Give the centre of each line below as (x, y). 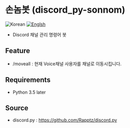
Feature (18, 51)
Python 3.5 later (29, 92)
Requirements (28, 80)
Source (17, 108)
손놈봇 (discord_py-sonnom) (65, 10)
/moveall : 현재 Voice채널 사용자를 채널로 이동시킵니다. (67, 64)
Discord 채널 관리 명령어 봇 (39, 34)
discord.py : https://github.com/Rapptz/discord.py (65, 120)
